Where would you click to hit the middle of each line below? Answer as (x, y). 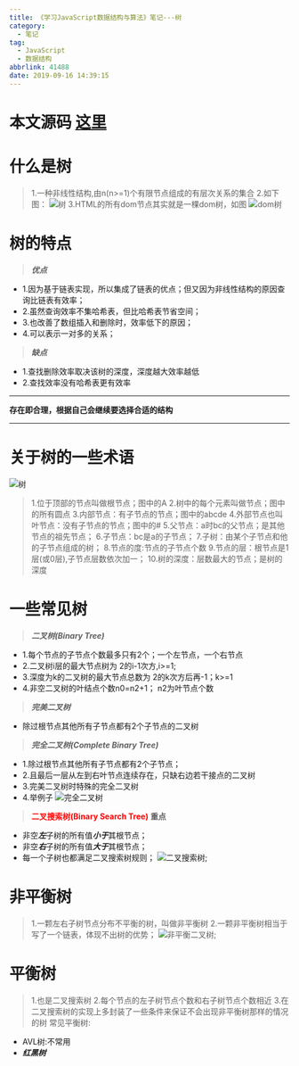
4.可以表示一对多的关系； (69, 333)
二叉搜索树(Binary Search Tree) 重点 (98, 816)
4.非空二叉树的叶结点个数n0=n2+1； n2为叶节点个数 (118, 688)
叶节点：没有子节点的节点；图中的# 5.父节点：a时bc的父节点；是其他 (158, 525)
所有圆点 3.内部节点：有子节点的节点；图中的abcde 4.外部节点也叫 (161, 514)
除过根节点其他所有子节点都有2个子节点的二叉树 (110, 726)
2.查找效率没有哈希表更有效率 (77, 382)
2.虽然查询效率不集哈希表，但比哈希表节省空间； (112, 311)
